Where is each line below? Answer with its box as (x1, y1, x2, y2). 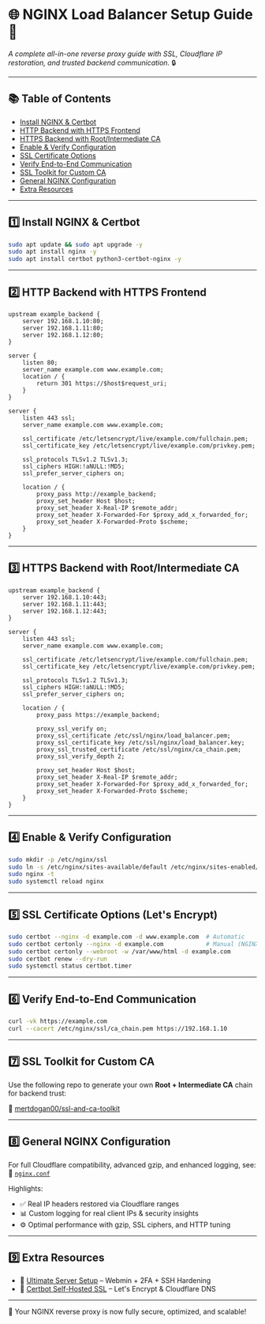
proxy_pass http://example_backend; (36, 490, 157, 498)
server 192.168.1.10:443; (22, 593, 108, 602)
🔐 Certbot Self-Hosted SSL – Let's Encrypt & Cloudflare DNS (19, 1284, 217, 1294)
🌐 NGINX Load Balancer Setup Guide (8, 6, 254, 24)
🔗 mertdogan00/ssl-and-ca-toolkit (8, 1103, 121, 1113)
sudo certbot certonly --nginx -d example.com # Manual (8, 940, 235, 948)
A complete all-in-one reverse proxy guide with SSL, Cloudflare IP (8, 49, 222, 58)
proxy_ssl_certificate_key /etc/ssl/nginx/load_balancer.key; (36, 738, 245, 746)
